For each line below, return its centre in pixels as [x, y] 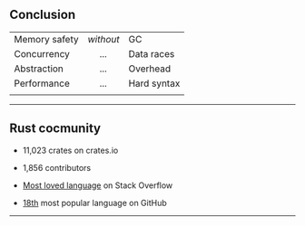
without [103, 39]
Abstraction [39, 69]
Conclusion [43, 15]
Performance [42, 83]
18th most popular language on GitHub [95, 202]
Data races [152, 53]
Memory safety [46, 39]
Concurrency [42, 53]
